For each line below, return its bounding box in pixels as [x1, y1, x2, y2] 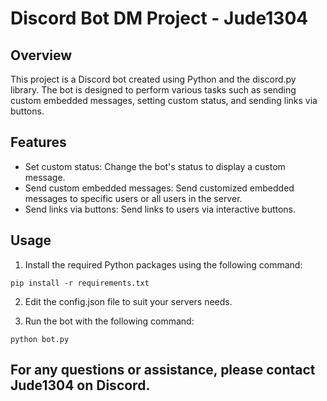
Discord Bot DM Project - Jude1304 [10, 7, 309, 30]
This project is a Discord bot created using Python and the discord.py [10, 73, 297, 85]
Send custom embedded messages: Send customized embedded [24, 182, 295, 194]
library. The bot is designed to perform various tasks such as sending [10, 84, 297, 96]
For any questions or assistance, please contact [10, 362, 316, 379]
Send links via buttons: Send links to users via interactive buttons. [24, 203, 297, 215]
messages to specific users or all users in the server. [24, 192, 243, 204]
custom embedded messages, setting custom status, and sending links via [10, 95, 318, 106]
